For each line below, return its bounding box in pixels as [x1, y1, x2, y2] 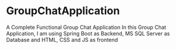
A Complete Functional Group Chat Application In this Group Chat [6, 24, 166, 31]
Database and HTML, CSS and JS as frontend [6, 36, 118, 43]
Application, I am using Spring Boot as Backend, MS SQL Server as [6, 30, 170, 37]
